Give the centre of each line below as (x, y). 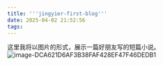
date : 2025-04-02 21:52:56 (46, 20)
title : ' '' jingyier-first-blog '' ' (57, 14)
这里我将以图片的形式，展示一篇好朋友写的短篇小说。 (84, 47)
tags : (15, 26)
